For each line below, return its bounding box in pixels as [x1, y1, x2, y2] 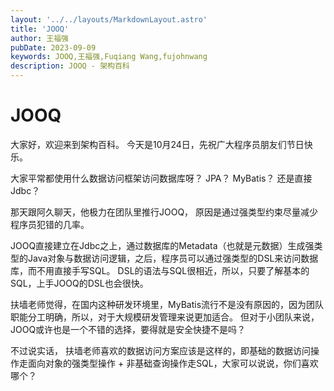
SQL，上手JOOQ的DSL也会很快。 [10, 277, 149, 289]
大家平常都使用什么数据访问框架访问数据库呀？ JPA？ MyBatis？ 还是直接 [10, 172, 313, 184]
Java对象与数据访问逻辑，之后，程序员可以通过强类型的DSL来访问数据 [27, 252, 319, 264]
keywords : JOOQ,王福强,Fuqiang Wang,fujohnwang [10, 52, 208, 62]
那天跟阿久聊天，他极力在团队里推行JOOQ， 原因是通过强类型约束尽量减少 [10, 206, 319, 218]
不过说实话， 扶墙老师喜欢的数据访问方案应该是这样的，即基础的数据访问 [10, 344, 311, 356]
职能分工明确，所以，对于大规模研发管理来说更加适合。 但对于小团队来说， [10, 311, 320, 323]
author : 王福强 [10, 33, 69, 43]
